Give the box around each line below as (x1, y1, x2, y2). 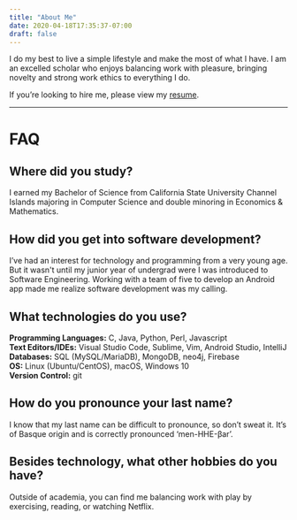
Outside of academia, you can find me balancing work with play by (9, 492, 252, 502)
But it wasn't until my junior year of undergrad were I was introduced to (9, 264, 269, 275)
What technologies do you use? (9, 309, 187, 324)
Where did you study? (9, 164, 133, 179)
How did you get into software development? (9, 232, 262, 247)
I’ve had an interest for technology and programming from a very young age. (9, 256, 288, 266)
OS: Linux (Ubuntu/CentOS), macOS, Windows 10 (9, 361, 190, 371)
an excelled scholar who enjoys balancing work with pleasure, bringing (9, 63, 268, 73)
